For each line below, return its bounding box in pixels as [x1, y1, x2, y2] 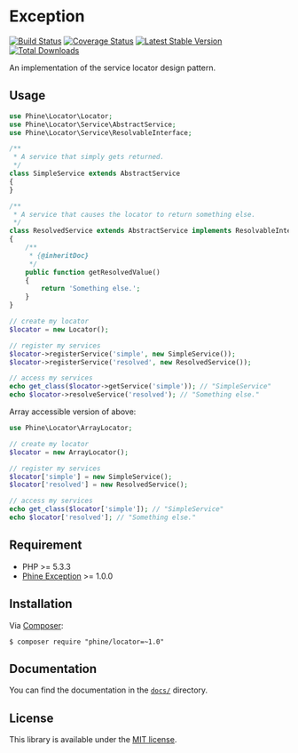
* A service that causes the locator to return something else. [12, 210, 255, 219]
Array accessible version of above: [9, 406, 137, 417]
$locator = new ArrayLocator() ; [9, 447, 129, 457]
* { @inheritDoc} [28, 251, 90, 260]
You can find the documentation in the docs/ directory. [9, 685, 208, 695]
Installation [9, 597, 73, 612]
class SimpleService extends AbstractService [9, 169, 180, 178]
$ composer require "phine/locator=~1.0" [9, 637, 165, 646]
